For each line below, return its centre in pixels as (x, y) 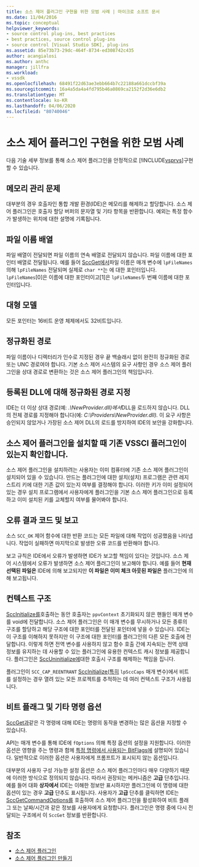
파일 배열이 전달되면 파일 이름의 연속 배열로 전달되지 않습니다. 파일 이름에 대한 (97, 254)
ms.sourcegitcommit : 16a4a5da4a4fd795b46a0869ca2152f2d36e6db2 (86, 89)
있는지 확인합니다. (37, 454)
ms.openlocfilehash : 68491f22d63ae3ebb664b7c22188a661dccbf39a (86, 84)
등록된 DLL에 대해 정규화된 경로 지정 (68, 392)
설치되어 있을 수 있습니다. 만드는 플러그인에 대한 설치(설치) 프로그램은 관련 (92, 477)
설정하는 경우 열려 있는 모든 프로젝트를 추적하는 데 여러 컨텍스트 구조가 (94, 679)
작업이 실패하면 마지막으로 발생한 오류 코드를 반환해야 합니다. (89, 543)
